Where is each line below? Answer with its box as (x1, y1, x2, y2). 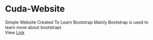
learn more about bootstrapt (5, 24, 62, 30)
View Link (5, 29, 25, 35)
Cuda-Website (5, 3, 65, 14)
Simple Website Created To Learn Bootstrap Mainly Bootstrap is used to (5, 19, 149, 25)
